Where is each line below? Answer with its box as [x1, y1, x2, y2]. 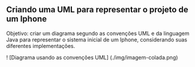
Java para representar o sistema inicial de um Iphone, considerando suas [6, 36, 188, 43]
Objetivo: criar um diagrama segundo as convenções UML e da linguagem [6, 30, 190, 37]
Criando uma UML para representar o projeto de [6, 5, 188, 15]
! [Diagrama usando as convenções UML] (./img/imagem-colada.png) [6, 53, 178, 61]
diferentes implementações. [6, 42, 76, 49]
